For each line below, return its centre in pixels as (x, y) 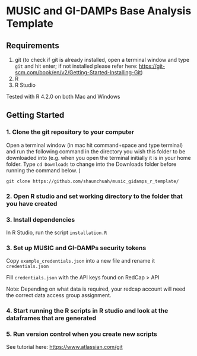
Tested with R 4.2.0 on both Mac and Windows (63, 97)
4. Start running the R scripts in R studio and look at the (87, 311)
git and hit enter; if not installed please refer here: (76, 66)
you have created (32, 203)
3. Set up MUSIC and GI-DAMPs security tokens (76, 248)
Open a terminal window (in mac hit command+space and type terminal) (95, 145)
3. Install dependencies (41, 219)
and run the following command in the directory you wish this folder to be (96, 151)
